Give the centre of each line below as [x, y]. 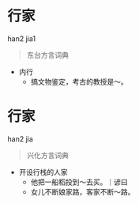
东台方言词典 [47, 55]
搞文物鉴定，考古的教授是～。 [79, 81]
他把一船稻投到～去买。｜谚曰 [79, 182]
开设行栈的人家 [43, 172]
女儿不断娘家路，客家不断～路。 [83, 191]
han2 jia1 [22, 38]
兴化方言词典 [47, 155]
